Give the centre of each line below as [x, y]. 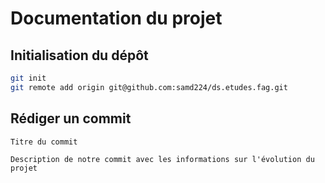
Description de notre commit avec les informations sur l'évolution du [162, 159]
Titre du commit [44, 142]
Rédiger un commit [71, 118]
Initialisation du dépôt [79, 55]
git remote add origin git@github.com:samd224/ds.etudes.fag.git [149, 87]
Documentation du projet [116, 18]
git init [28, 78]
